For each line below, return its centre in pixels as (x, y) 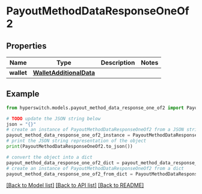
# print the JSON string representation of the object (76, 141)
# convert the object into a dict (50, 157)
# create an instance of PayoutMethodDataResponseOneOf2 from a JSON (95, 130)
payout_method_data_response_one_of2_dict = (63, 163)
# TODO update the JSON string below (54, 119)
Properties (26, 46)
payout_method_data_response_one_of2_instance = (68, 135)
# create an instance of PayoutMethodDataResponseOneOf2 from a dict (95, 168)
